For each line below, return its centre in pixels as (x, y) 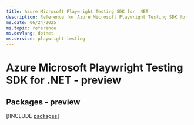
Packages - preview (43, 102)
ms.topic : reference (31, 28)
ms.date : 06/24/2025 (31, 22)
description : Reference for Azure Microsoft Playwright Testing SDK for (97, 17)
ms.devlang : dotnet (30, 33)
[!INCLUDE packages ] (33, 116)
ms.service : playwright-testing (46, 39)
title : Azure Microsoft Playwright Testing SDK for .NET (77, 11)
